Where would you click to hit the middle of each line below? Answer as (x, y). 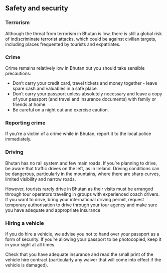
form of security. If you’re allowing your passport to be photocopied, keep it (83, 239)
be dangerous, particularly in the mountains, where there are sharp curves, (83, 174)
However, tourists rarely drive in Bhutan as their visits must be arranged (79, 189)
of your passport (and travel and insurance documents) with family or (84, 99)
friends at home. (29, 104)
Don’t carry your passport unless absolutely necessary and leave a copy (87, 94)
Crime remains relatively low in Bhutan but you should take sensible (75, 68)
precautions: (18, 73)
